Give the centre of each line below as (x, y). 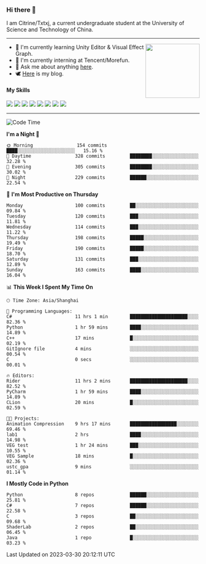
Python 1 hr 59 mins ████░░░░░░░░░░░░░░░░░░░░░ (103, 327)
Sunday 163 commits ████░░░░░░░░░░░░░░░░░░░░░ (103, 270)
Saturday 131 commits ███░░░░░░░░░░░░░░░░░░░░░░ (103, 259)
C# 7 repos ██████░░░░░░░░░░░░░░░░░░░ (103, 505)
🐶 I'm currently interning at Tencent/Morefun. (72, 60)
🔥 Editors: (21, 375)
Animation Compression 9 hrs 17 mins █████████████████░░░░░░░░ (103, 424)
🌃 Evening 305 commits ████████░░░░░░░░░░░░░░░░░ (103, 167)
